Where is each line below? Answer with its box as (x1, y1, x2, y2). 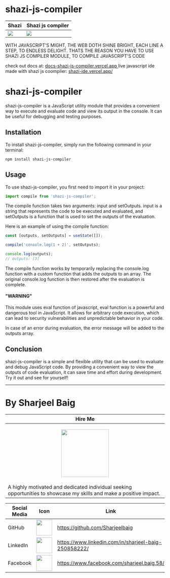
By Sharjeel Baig (5, 397, 76, 409)
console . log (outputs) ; (5, 252, 53, 257)
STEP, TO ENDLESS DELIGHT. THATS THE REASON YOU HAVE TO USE (5, 47, 154, 54)
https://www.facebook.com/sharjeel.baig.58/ (57, 559, 164, 566)
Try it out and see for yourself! (5, 374, 68, 380)
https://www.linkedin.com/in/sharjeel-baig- (57, 538, 162, 546)
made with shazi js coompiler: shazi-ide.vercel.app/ (5, 68, 113, 74)
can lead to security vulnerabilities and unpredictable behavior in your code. (5, 315, 164, 321)
